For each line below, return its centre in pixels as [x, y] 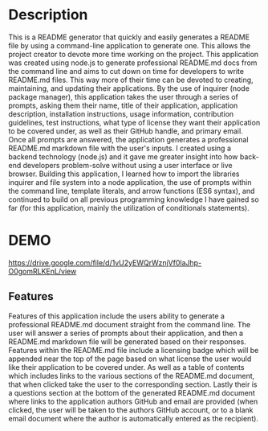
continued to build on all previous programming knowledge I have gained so [134, 199]
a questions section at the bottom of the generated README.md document [132, 392]
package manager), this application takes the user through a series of [124, 96]
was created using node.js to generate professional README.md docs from [133, 63]
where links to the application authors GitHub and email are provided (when [133, 401]
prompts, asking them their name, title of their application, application [123, 105]
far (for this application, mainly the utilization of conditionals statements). [129, 207]
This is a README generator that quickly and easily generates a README [129, 37]
